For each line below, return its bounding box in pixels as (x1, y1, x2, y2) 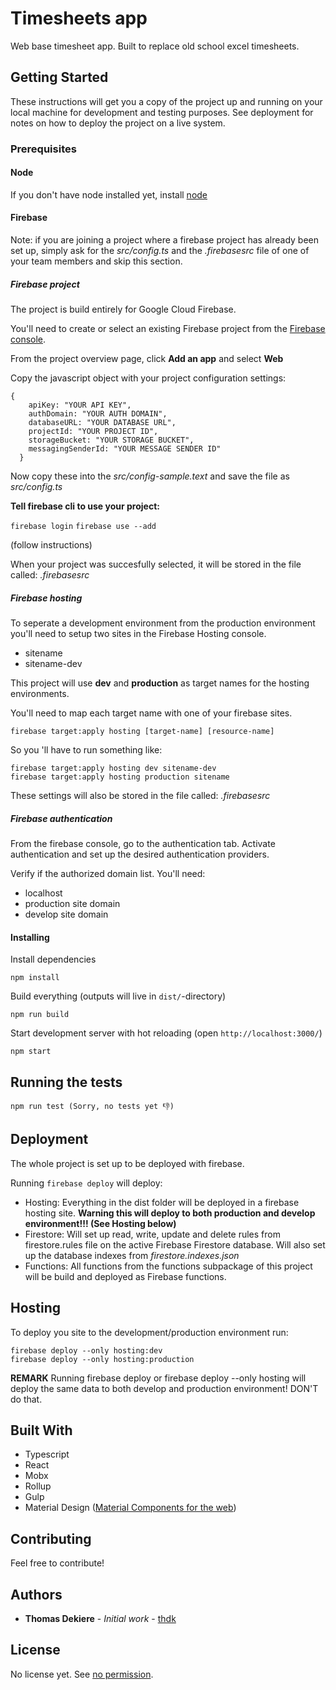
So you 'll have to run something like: (10, 744, 163, 756)
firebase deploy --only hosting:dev (10, 1345, 163, 1356)
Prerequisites (10, 142, 77, 156)
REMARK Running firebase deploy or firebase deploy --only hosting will (10, 1372, 307, 1384)
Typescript (24, 1448, 70, 1461)
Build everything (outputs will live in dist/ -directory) (10, 990, 227, 1002)
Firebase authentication (10, 812, 113, 824)
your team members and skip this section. (10, 255, 183, 267)
